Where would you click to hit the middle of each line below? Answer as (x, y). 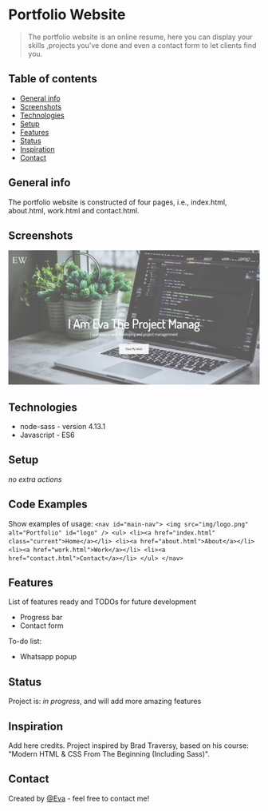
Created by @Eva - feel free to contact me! (79, 798)
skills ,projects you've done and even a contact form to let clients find (142, 45)
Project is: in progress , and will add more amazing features (105, 702)
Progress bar (41, 618)
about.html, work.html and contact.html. (74, 210)
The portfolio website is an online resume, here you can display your (140, 37)
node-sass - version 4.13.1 (63, 426)
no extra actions (35, 479)
